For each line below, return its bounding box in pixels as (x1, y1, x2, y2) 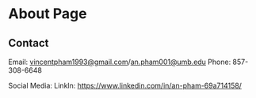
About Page (8, 5, 87, 23)
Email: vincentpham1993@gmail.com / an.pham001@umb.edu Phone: (8, 57, 231, 66)
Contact (8, 36, 49, 50)
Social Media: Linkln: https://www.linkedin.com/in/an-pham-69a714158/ (8, 81, 242, 90)
